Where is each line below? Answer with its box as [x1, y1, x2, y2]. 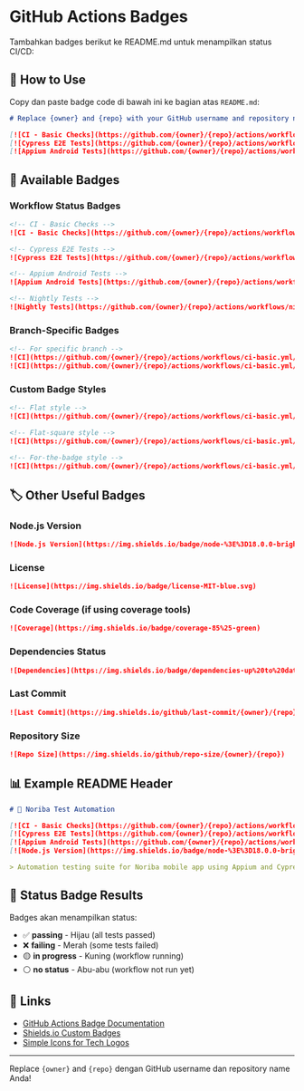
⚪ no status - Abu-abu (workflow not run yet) [22, 963, 195, 975]
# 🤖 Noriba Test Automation [9, 805, 116, 814]
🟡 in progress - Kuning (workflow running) [22, 950, 184, 961]
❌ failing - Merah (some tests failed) [22, 940, 159, 951]
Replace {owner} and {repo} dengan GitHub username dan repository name [9, 1063, 290, 1074]
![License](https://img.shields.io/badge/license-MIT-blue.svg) [9, 582, 257, 591]
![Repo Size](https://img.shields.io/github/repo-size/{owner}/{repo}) [9, 749, 285, 758]
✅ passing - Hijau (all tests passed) [22, 929, 156, 940]
